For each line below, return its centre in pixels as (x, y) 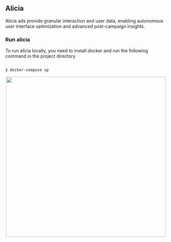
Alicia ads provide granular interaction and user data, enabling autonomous (84, 21)
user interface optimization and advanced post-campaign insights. (75, 26)
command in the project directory (40, 56)
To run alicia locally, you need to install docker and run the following (77, 51)
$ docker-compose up (27, 70)
